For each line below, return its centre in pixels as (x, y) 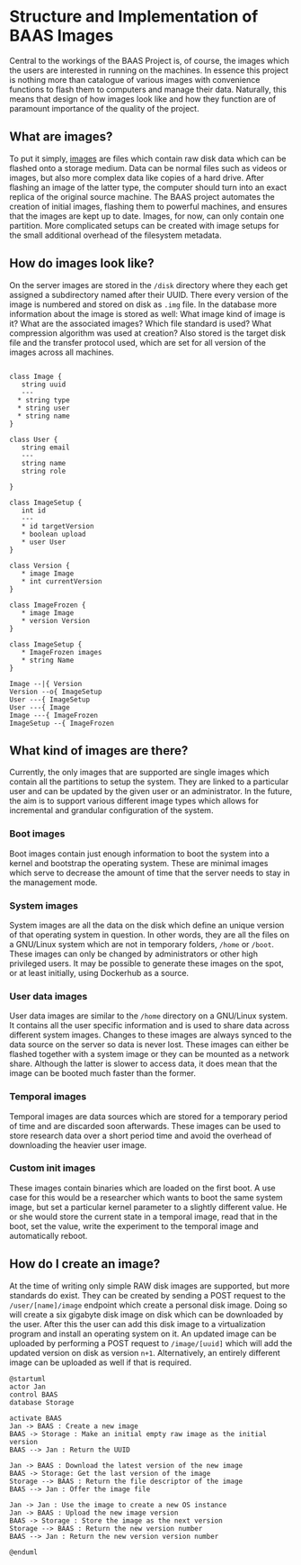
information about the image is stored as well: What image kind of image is (147, 313)
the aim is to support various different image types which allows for (134, 801)
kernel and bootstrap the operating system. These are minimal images (139, 863)
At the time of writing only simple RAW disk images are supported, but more (150, 1286)
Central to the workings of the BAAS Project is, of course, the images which (149, 60)
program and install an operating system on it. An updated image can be (143, 1334)
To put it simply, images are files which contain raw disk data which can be (148, 158)
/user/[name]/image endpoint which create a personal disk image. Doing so (148, 1305)
